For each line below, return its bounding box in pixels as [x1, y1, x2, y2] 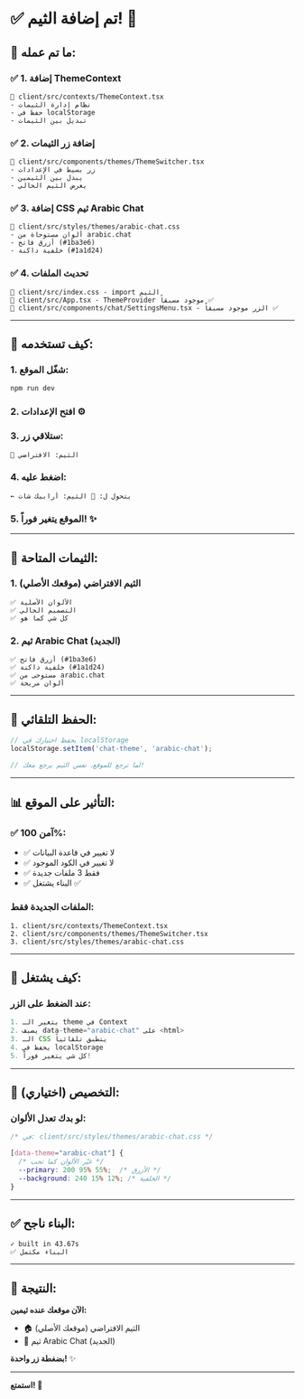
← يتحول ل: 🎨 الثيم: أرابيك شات [10, 492, 132, 501]
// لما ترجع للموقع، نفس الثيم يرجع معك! [10, 760, 145, 769]
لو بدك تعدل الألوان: [10, 1112, 87, 1124]
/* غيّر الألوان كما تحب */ [18, 1157, 105, 1167]
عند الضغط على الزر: [10, 997, 91, 1009]
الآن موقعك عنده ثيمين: [10, 1305, 88, 1316]
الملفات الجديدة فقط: [10, 901, 95, 914]
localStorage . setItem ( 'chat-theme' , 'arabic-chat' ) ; [10, 744, 213, 753]
